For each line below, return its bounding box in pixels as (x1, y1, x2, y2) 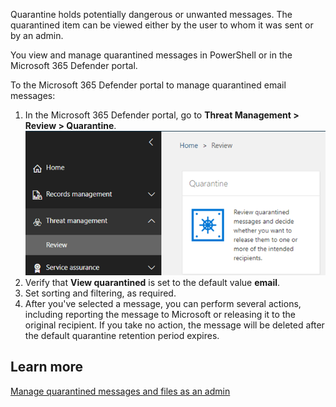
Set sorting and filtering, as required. (24, 287, 177, 299)
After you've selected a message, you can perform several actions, (24, 297, 302, 309)
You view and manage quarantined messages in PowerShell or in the (10, 49, 293, 61)
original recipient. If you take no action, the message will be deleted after (24, 319, 325, 331)
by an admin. (10, 30, 64, 41)
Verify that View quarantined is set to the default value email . (24, 276, 281, 288)
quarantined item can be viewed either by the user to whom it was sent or (10, 19, 314, 31)
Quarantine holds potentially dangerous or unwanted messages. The (10, 9, 293, 20)
